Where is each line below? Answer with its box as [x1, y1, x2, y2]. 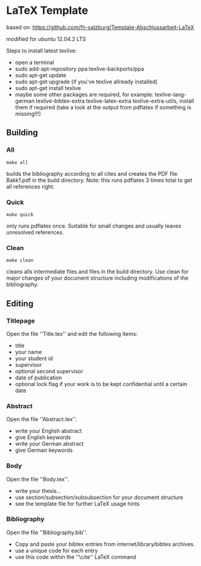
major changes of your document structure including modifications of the [6, 274, 189, 281]
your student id [14, 355, 53, 362]
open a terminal [14, 59, 54, 66]
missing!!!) [14, 110, 41, 117]
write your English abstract [14, 427, 82, 435]
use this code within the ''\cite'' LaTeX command [14, 553, 136, 561]
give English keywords [14, 434, 71, 441]
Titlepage [6, 317, 35, 325]
